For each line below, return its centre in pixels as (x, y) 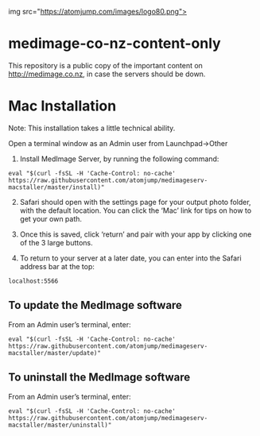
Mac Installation (62, 106)
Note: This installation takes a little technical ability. (92, 128)
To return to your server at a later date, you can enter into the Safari (130, 258)
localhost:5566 (33, 281)
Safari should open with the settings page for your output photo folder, (136, 202)
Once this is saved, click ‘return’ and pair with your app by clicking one (136, 234)
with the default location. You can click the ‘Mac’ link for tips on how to (136, 210)
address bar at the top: (57, 266)
